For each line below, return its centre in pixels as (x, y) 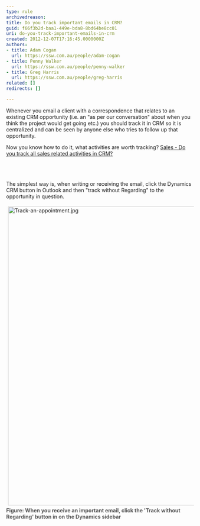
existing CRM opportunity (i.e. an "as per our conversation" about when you (98, 117)
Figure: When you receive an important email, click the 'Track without (94, 510)
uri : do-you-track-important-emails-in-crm (60, 34)
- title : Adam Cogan (32, 50)
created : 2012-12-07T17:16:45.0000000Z (55, 39)
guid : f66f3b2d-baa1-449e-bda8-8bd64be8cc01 (62, 28)
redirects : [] (24, 89)
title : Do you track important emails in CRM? (64, 22)
